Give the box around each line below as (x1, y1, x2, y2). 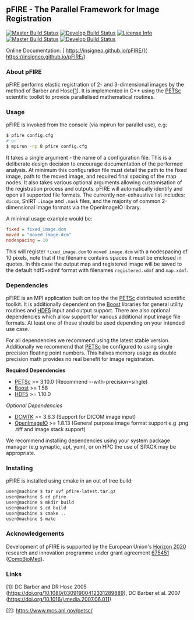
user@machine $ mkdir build (6, 500, 75, 505)
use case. (6, 325, 30, 332)
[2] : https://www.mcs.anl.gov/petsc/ (6, 607, 93, 614)
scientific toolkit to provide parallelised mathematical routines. (6, 94, 155, 101)
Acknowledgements (6, 529, 65, 538)
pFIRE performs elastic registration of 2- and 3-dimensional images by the (6, 81, 185, 88)
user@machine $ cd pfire (6, 494, 66, 500)
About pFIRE (6, 67, 42, 75)
